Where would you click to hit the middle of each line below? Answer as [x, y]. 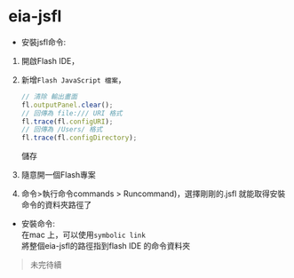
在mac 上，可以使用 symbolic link [83, 235]
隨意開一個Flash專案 [58, 175]
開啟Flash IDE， [50, 60]
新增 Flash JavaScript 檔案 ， [73, 79]
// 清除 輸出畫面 [49, 96]
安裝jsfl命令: [44, 42]
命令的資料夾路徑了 [56, 205]
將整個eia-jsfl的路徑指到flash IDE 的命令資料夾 [106, 246]
